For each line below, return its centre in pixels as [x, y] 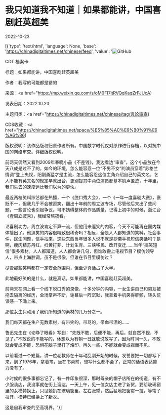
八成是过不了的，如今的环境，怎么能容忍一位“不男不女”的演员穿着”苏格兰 [83, 168]
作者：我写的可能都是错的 [31, 83]
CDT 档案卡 [17, 61]
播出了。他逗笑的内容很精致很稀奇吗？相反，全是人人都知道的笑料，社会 [83, 232]
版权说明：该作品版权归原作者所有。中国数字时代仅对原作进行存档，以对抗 [81, 145]
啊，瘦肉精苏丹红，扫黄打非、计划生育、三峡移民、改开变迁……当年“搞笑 [79, 245]
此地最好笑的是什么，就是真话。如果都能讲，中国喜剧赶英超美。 [70, 278]
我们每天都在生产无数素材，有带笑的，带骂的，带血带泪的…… [67, 322]
